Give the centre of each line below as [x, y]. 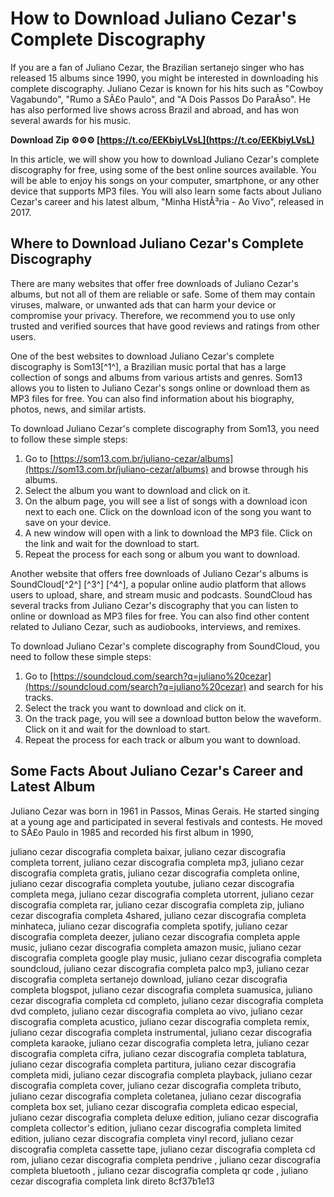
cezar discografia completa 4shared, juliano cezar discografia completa [158, 915]
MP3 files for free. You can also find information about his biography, [152, 398]
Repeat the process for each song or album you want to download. [162, 554]
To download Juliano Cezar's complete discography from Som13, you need [165, 428]
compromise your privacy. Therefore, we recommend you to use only [153, 315]
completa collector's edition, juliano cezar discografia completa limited [156, 1128]
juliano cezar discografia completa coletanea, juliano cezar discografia [156, 1096]
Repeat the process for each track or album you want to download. [162, 739]
